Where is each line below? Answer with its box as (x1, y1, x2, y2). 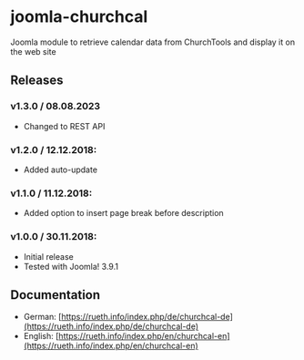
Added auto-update (23, 164, 98, 175)
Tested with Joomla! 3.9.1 (23, 261, 119, 272)
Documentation (10, 287, 101, 303)
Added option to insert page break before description (23, 208, 224, 219)
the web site (10, 46, 57, 57)
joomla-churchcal (10, 6, 148, 27)
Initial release (23, 251, 74, 262)
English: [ (23, 331, 59, 342)
